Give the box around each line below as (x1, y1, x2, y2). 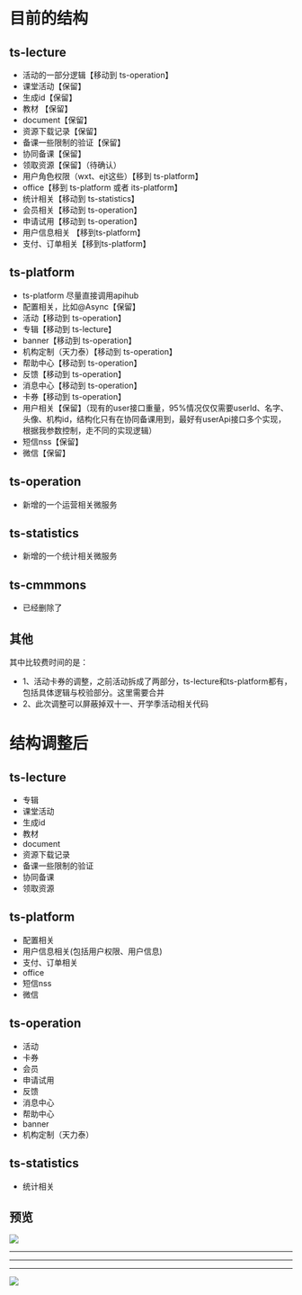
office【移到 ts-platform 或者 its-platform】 (22, 182, 182, 193)
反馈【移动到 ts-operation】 (22, 368, 126, 379)
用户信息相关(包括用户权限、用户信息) (22, 946, 164, 957)
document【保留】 (22, 114, 93, 125)
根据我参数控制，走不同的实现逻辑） (22, 425, 157, 436)
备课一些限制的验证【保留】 (22, 137, 126, 148)
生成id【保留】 (22, 92, 77, 103)
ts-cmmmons (9, 577, 87, 592)
